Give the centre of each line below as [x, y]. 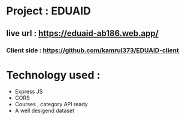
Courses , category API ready [51, 104]
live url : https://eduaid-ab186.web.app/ [82, 33]
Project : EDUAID [48, 11]
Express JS [29, 92]
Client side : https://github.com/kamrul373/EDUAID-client [93, 50]
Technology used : [53, 75]
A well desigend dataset [45, 111]
